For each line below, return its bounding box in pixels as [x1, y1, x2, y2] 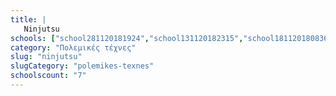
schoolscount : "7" [10, 71, 87, 81]
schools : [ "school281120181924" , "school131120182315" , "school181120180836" [10, 33, 333, 43]
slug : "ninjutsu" [10, 52, 83, 62]
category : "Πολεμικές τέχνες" [10, 42, 137, 53]
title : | [10, 14, 47, 25]
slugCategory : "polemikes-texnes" [10, 61, 155, 71]
